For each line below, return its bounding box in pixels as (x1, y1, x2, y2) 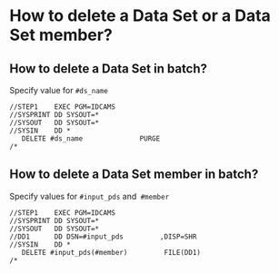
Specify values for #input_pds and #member (9, 190, 170, 201)
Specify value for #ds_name (9, 85, 109, 95)
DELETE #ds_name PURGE (21, 134, 161, 143)
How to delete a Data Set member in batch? (9, 167, 259, 182)
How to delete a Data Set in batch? (9, 61, 207, 76)
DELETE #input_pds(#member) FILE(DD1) (21, 248, 202, 257)
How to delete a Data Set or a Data (9, 5, 271, 26)
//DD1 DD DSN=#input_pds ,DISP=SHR (9, 232, 197, 241)
